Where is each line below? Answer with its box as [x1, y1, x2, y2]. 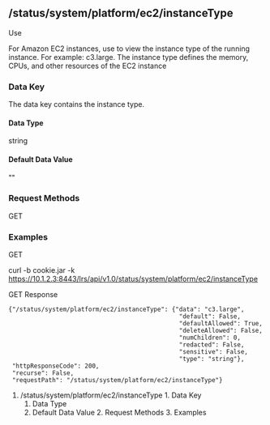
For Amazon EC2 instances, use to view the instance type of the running [8, 44, 250, 53]
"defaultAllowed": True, [178, 320, 264, 328]
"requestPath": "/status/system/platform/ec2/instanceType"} [11, 376, 223, 385]
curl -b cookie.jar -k [8, 266, 75, 275]
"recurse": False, [11, 369, 75, 377]
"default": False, [178, 312, 242, 321]
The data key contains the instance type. [8, 100, 144, 109]
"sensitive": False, [178, 348, 249, 356]
